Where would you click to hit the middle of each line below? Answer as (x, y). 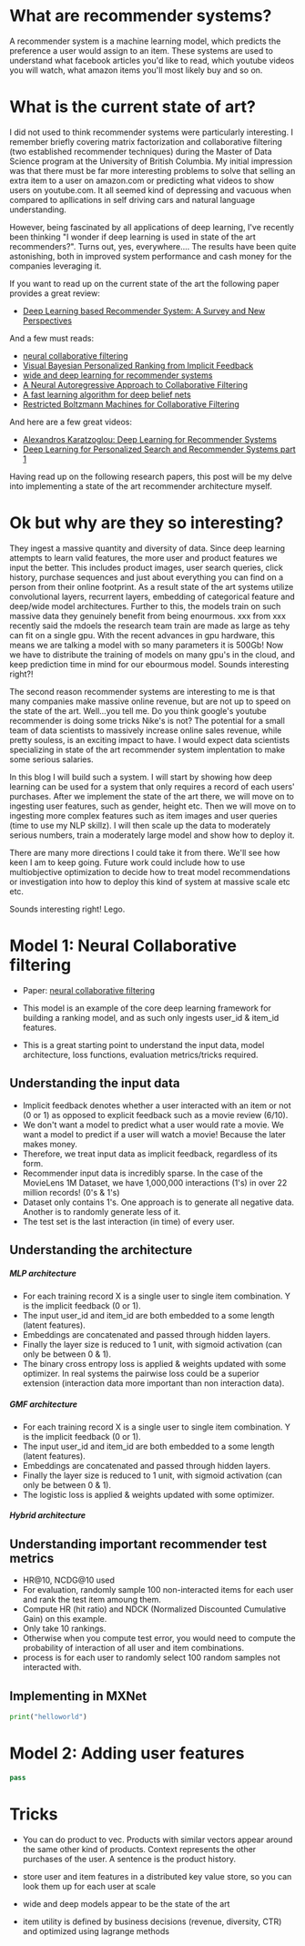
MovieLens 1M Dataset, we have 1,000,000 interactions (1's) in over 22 (155, 1182)
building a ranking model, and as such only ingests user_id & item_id (151, 1017)
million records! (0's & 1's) (71, 1192)
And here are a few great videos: (71, 422)
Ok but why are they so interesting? (147, 523)
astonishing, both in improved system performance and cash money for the (151, 256)
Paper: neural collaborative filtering (88, 990)
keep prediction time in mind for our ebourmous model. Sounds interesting (149, 664)
